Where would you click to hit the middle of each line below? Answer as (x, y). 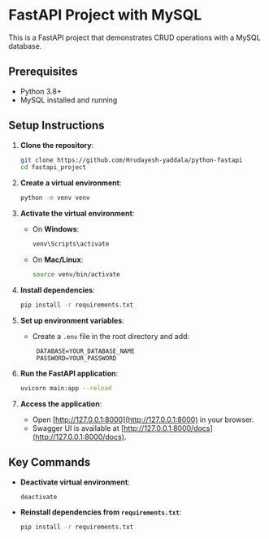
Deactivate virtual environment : (75, 482)
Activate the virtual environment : (77, 214)
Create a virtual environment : (71, 183)
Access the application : (61, 403)
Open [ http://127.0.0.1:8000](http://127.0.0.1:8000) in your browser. (143, 419)
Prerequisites (43, 72)
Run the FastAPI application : (69, 373)
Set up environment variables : (72, 320)
